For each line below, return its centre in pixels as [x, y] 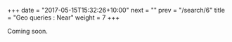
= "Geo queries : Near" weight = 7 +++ [64, 17]
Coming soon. [27, 31]
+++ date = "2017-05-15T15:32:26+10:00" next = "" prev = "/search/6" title [116, 10]
